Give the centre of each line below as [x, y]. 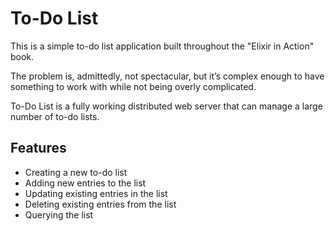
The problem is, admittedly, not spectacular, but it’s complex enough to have [167, 76]
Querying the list [59, 214]
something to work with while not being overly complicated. [133, 86]
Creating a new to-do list [76, 172]
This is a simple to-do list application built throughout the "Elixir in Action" [162, 46]
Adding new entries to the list [85, 183]
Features [38, 148]
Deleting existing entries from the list [100, 204]
